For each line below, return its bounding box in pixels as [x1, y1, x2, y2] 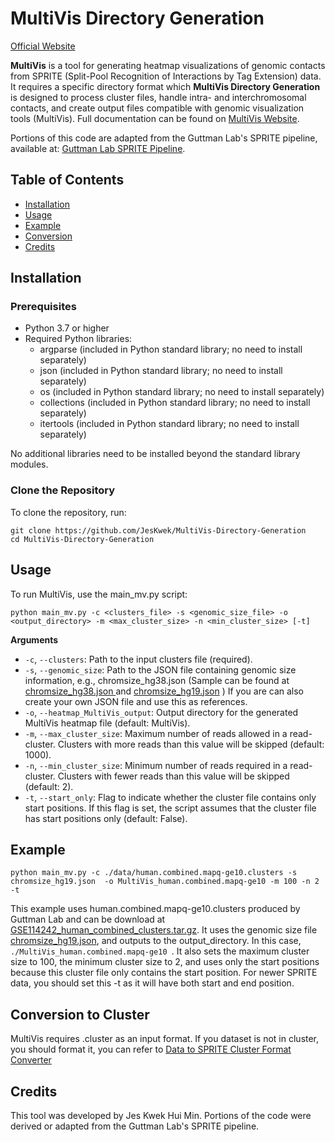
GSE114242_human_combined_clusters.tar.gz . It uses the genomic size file [10, 924, 318, 936]
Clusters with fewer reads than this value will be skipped [57, 770, 290, 782]
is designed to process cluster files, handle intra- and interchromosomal [10, 91, 307, 103]
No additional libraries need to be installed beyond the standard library [10, 448, 301, 460]
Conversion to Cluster [10, 1006, 150, 1023]
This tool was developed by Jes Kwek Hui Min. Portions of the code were [10, 1109, 312, 1121]
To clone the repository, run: [10, 506, 127, 518]
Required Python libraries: [24, 333, 133, 345]
